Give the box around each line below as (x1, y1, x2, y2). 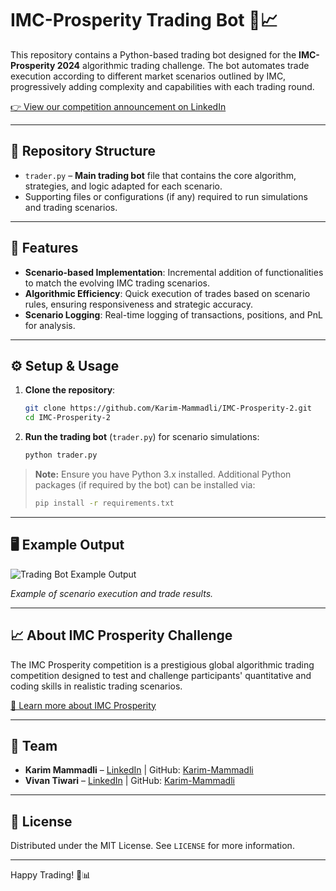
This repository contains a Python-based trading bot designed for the (10, 48, 297, 61)
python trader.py (24, 450, 98, 461)
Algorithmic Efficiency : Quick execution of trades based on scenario (24, 287, 311, 299)
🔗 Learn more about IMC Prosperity (10, 699, 157, 711)
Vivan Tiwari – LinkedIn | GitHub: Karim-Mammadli (24, 775, 235, 787)
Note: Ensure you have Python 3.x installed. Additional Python (34, 468, 292, 480)
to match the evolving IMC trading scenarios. (24, 277, 211, 289)
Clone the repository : (24, 384, 116, 396)
